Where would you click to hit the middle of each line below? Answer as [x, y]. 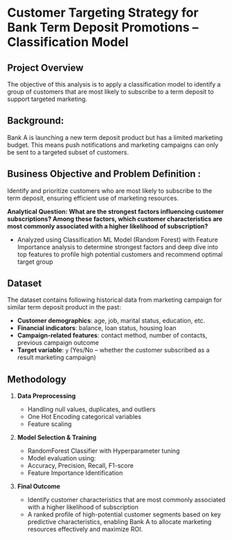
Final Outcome [39, 487]
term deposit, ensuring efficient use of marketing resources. [93, 198]
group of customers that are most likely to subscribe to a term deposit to [110, 92]
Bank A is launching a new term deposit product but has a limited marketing [115, 137]
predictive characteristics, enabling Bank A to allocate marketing [119, 522]
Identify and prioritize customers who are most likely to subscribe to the [110, 190]
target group [35, 262]
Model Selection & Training [57, 438]
